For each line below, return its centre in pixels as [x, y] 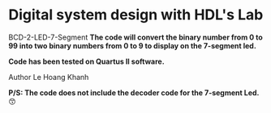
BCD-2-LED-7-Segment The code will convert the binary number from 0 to [136, 37]
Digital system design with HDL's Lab [136, 15]
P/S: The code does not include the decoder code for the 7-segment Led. [134, 92]
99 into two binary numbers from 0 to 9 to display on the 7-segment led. [133, 45]
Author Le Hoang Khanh [49, 77]
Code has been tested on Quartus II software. [86, 61]
